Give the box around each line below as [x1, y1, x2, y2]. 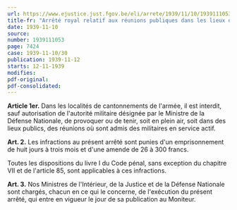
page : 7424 [7, 43, 39, 50]
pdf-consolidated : [7, 82, 61, 89]
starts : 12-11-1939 [7, 63, 65, 70]
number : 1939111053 [7, 37, 65, 44]
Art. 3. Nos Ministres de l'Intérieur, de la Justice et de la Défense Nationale [7, 180, 226, 189]
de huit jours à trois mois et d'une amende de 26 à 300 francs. [7, 145, 189, 154]
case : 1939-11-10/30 [7, 50, 68, 57]
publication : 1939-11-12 [7, 56, 80, 63]
